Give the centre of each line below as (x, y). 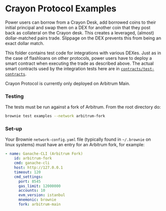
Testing (14, 96)
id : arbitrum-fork (33, 159)
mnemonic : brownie (37, 200)
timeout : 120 (28, 172)
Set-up (14, 129)
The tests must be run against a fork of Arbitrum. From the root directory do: (83, 107)
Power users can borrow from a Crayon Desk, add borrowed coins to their (81, 22)
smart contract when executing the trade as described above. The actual (80, 63)
